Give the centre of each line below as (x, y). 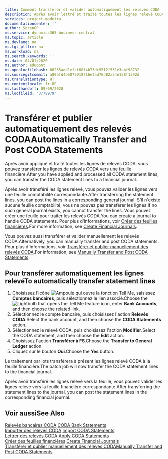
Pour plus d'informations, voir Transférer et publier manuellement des (77, 247)
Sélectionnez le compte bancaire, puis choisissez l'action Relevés (80, 314)
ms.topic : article (24, 38)
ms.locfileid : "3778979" (31, 93)
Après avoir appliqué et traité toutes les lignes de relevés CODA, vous (77, 164)
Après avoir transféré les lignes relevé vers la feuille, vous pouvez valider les (84, 381)
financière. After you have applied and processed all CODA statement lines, (82, 174)
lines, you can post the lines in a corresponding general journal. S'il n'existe (83, 200)
